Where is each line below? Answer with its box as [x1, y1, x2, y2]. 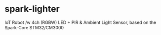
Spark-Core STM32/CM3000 [4, 24, 64, 30]
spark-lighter [4, 3, 60, 15]
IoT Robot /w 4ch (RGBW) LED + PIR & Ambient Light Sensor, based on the [4, 19, 157, 25]
